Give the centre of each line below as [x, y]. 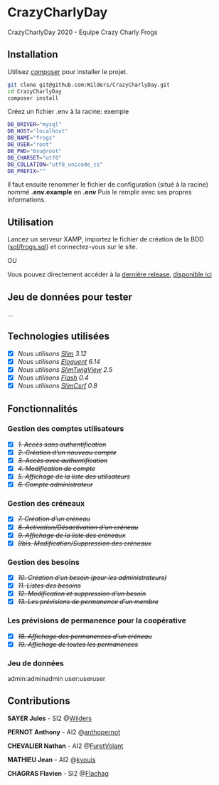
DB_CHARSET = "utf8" [34, 157]
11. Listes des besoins [49, 586]
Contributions [39, 701]
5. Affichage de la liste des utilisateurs [74, 477]
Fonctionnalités [43, 409]
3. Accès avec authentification [63, 460]
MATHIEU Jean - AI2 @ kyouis [52, 759]
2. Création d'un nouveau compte [67, 452]
